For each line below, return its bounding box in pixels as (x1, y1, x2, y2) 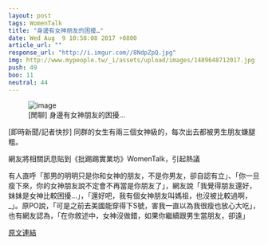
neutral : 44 (8, 78, 48, 86)
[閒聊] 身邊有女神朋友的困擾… (28, 109, 126, 120)
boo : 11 (8, 71, 34, 79)
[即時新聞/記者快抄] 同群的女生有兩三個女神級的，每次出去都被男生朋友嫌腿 (8, 127, 256, 136)
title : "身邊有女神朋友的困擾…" (8, 26, 104, 34)
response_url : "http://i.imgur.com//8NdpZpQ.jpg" (8, 49, 177, 57)
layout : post (8, 11, 52, 20)
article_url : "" (8, 41, 62, 49)
